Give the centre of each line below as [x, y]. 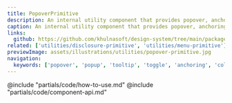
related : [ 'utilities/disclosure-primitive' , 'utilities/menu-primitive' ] [117, 46]
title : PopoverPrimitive [43, 13]
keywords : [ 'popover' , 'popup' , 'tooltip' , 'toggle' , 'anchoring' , [113, 65]
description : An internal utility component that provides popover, [108, 20]
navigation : [24, 59]
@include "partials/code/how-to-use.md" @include [80, 84]
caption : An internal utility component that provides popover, [101, 26]
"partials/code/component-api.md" [57, 92]
